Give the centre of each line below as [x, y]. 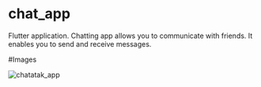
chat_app [40, 14]
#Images [23, 59]
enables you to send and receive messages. [80, 43]
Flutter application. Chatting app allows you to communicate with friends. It [130, 36]
